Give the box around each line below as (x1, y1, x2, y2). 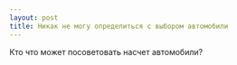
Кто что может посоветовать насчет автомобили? (9, 46, 204, 57)
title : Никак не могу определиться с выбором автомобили (9, 22, 229, 31)
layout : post (9, 13, 59, 23)
